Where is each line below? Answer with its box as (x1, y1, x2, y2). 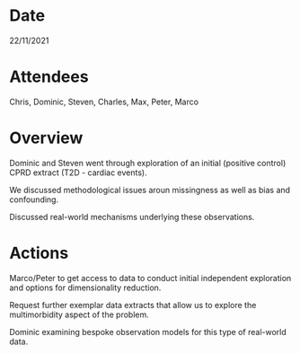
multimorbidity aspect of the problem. (9, 309, 150, 320)
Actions (9, 243, 69, 263)
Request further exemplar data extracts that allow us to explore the (9, 299, 257, 310)
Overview (9, 128, 84, 148)
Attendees (9, 66, 89, 87)
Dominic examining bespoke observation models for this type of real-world (9, 326, 287, 337)
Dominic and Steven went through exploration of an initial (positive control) (9, 157, 287, 168)
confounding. (9, 194, 59, 205)
